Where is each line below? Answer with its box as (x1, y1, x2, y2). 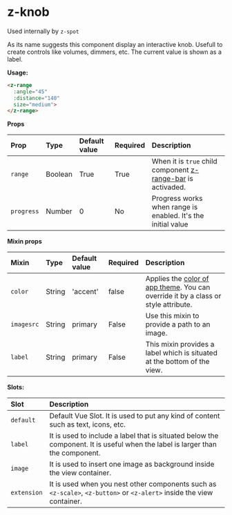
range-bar (151, 174, 186, 184)
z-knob (7, 4, 50, 20)
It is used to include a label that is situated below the (49, 431, 219, 440)
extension (10, 489, 43, 497)
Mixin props (7, 237, 43, 246)
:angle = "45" (13, 88, 48, 95)
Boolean (46, 170, 72, 179)
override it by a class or (145, 291, 222, 301)
